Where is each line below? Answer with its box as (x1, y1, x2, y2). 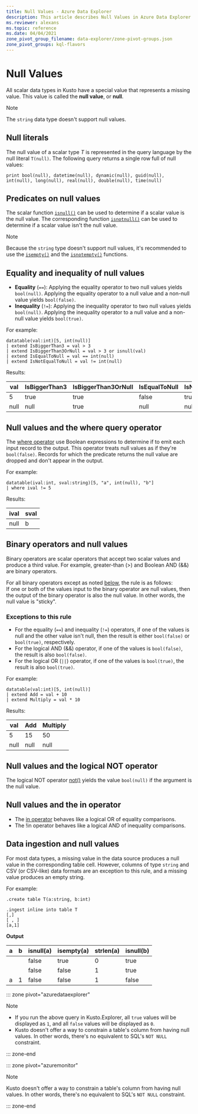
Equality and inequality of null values (6, 268, 145, 278)
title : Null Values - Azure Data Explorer (6, 8, 112, 15)
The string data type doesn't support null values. (6, 116, 127, 123)
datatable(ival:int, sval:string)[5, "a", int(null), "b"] (6, 480, 154, 486)
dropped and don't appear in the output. (6, 457, 104, 464)
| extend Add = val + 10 (6, 692, 67, 698)
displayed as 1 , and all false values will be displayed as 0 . (14, 1020, 155, 1027)
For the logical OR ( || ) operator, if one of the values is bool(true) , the (14, 658, 184, 665)
